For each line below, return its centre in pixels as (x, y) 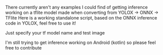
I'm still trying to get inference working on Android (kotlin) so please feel (80, 42)
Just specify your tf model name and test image (55, 33)
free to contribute (24, 48)
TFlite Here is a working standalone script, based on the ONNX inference (81, 18)
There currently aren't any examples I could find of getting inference (77, 7)
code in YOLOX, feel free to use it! (41, 23)
